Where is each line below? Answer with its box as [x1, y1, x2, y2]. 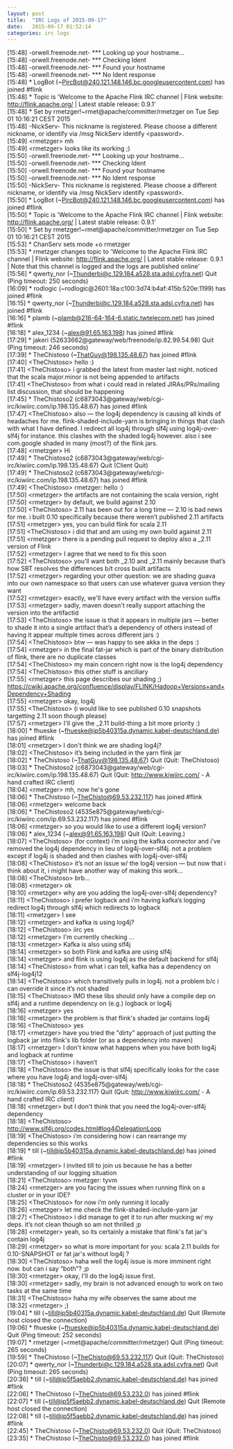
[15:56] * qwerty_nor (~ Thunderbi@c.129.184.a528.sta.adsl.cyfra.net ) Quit [7, 270, 217, 278]
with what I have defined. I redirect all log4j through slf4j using [7, 425, 186, 433]
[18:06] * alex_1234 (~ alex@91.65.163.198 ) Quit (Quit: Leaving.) [7, 830, 186, 838]
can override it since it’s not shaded [7, 984, 109, 993]
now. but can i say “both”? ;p [7, 1264, 89, 1273]
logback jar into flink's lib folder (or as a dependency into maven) [7, 1036, 193, 1045]
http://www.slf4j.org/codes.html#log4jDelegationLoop [7, 1124, 162, 1133]
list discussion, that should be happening [7, 388, 125, 396]
